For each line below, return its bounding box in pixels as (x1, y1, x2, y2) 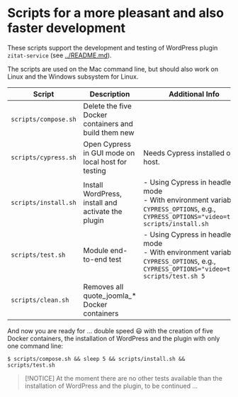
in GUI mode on (83, 147, 135, 157)
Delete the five (83, 101, 132, 111)
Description (89, 89, 130, 99)
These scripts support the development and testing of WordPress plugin (7, 43, 218, 52)
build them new (83, 128, 135, 138)
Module (83, 245, 108, 255)
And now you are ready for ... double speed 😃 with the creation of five (7, 326, 214, 335)
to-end (83, 254, 108, 264)
